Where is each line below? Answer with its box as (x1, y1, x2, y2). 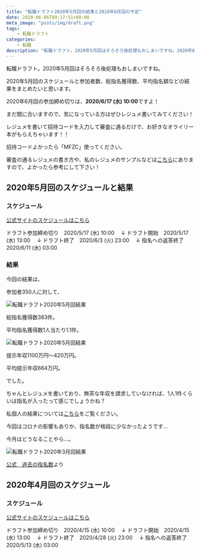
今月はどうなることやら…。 (6, 435, 74, 442)
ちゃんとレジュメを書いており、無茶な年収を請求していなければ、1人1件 (6, 390, 182, 397)
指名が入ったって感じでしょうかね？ (16, 397, 106, 404)
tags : (6, 25, 20, 32)
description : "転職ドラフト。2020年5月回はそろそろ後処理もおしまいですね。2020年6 (6, 48, 196, 54)
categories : (6, 36, 36, 42)
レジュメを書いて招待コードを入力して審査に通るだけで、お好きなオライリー (6, 123, 194, 130)
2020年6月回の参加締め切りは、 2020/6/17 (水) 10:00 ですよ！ (6, 97, 160, 105)
